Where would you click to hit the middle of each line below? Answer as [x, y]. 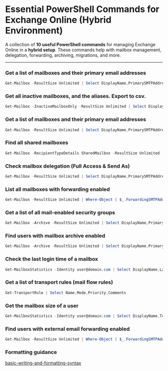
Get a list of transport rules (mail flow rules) [59, 282]
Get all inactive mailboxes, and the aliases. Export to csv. [75, 96]
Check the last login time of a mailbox [52, 259]
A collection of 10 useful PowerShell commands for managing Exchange [80, 44]
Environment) [34, 31]
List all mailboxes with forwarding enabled [57, 189]
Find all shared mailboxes [37, 143]
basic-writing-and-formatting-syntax [43, 363]
